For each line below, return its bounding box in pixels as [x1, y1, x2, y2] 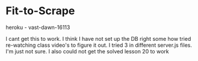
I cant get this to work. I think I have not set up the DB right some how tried [5, 35, 191, 42]
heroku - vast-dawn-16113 [5, 24, 70, 31]
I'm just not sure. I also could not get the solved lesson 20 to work [5, 47, 169, 54]
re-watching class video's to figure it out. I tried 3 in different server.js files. [5, 41, 192, 49]
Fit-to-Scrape [5, 4, 75, 18]
